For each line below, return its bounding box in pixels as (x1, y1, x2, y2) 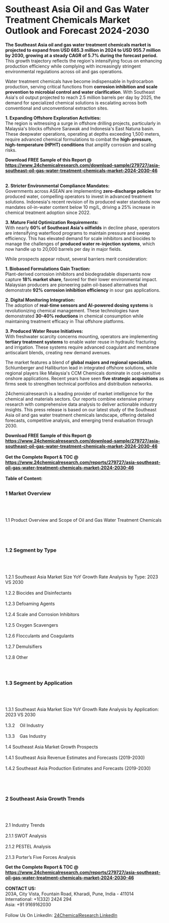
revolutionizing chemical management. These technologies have (5, 307, 139, 313)
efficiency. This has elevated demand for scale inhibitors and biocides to (5, 235, 156, 241)
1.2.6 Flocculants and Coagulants (5, 632, 74, 639)
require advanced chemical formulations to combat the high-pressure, (5, 136, 153, 142)
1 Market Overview (5, 490, 51, 497)
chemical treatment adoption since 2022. (5, 209, 91, 215)
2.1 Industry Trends (5, 822, 45, 828)
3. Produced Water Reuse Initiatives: (5, 328, 83, 334)
